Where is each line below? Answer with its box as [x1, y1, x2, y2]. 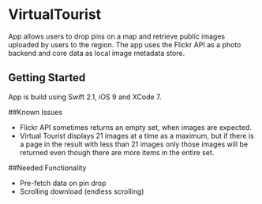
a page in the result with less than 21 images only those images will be [19, 139, 249, 149]
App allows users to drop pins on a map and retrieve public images [8, 32, 226, 41]
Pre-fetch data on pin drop [19, 178, 107, 187]
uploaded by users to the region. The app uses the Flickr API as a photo [8, 39, 241, 49]
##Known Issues [8, 107, 63, 117]
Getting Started [8, 71, 86, 84]
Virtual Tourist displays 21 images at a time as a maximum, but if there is [19, 131, 254, 140]
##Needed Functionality [8, 163, 87, 172]
